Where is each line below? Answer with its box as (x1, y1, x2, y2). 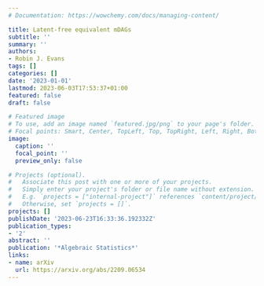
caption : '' (15, 142, 55, 150)
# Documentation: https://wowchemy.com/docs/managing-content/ (8, 11, 220, 20)
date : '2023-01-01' (8, 76, 72, 85)
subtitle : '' (8, 33, 51, 41)
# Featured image (8, 113, 65, 121)
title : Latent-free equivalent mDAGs (8, 25, 132, 34)
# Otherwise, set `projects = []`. (8, 200, 132, 208)
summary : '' (8, 40, 47, 48)
